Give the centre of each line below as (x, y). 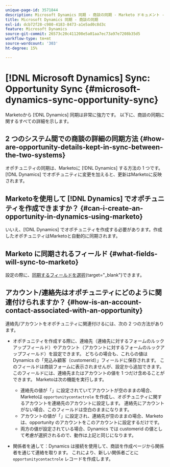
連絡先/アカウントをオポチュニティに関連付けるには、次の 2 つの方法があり (85, 323)
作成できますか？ (52, 208)
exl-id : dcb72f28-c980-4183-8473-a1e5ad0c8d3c (56, 24)
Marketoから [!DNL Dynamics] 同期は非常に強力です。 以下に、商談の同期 (83, 115)
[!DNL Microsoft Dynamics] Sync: (78, 78)
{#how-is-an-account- (104, 302)
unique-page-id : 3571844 (32, 10)
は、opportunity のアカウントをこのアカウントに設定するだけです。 (91, 422)
